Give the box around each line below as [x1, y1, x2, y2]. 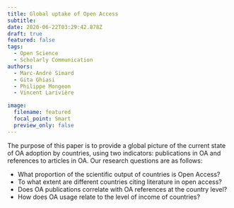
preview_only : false [13, 122, 74, 129]
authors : [7, 63, 33, 70]
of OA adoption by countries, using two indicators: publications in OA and [7, 149, 221, 157]
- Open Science [13, 50, 59, 57]
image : [7, 102, 27, 110]
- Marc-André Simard [13, 69, 74, 76]
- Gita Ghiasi [13, 76, 55, 83]
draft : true [7, 30, 42, 37]
